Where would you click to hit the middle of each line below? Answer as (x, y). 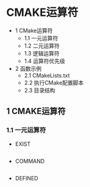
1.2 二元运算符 (42, 46)
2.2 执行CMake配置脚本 (54, 82)
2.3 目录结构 (40, 90)
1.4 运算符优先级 (45, 61)
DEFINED (26, 178)
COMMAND (30, 161)
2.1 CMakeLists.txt (47, 75)
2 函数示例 (28, 68)
